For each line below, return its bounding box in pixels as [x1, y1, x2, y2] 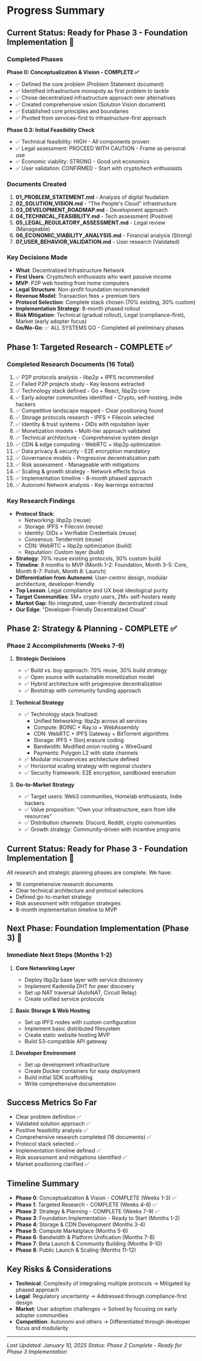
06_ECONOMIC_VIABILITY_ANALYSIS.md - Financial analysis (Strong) [15, 232, 192, 239]
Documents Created [7, 180, 67, 188]
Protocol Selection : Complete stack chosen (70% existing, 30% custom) [15, 298, 196, 306]
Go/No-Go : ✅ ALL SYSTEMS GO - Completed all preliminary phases [15, 324, 185, 331]
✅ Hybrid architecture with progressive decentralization [24, 680, 162, 687]
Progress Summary [7, 4, 105, 17]
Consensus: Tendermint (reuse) [24, 536, 103, 543]
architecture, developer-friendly [15, 581, 95, 588]
